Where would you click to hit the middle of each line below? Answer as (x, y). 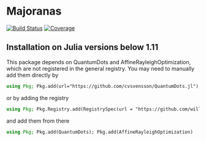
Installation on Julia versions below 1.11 (82, 47)
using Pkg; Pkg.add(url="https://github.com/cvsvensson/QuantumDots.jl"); (104, 86)
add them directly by (32, 75)
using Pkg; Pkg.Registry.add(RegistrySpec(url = (70, 109)
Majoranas (34, 11)
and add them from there (38, 121)
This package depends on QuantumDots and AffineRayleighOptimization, (99, 62)
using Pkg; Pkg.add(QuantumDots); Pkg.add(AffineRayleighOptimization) (100, 132)
